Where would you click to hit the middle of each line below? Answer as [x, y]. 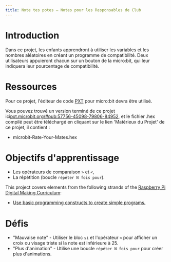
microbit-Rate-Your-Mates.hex [45, 137]
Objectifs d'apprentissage [62, 158]
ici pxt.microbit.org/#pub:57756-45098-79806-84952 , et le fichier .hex [80, 116]
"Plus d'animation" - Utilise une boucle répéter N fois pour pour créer [88, 249]
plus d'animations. [32, 254]
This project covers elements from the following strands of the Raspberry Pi [85, 187]
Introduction [32, 35]
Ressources [31, 86]
